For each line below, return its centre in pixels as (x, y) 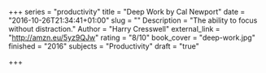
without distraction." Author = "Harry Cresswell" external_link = (115, 29)
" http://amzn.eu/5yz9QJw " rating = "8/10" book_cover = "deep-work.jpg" (132, 37)
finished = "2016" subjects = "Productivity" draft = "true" (104, 46)
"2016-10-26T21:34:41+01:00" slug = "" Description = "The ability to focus (133, 20)
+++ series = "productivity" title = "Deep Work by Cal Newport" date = (127, 12)
